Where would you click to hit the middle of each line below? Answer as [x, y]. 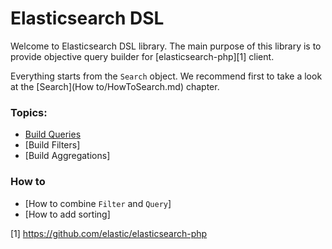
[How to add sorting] [67, 214]
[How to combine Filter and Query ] [98, 203]
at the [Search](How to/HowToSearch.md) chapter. [115, 86]
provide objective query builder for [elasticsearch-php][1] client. [142, 56]
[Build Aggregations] [67, 156]
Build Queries [53, 134]
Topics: [29, 112]
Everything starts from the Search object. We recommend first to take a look [166, 76]
